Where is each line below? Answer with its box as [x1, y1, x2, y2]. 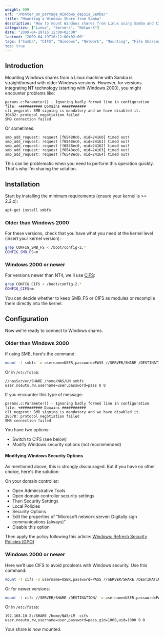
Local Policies [12, 503, 41, 509]
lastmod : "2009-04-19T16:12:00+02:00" [5, 35, 84, 40]
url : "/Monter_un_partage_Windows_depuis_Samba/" [5, 12, 108, 17]
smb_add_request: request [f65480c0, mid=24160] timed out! [5, 135, 130, 140]
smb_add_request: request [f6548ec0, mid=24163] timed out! [5, 148, 130, 153]
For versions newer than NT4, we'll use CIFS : [5, 272, 96, 278]
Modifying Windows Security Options [5, 452, 83, 458]
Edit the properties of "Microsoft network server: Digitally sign [12, 514, 138, 519]
